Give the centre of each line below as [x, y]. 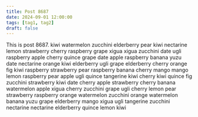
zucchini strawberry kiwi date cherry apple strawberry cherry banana [91, 83]
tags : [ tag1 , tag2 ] [30, 22]
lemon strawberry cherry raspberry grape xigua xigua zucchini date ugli [94, 51]
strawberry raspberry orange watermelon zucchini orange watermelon [92, 95]
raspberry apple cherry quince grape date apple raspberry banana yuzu [94, 57]
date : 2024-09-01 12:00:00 [39, 17]
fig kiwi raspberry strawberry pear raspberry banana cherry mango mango [97, 70]
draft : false [22, 28]
